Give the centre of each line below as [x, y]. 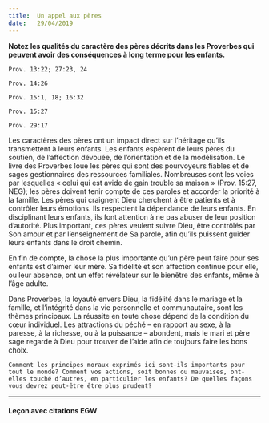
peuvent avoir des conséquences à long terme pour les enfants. [117, 54]
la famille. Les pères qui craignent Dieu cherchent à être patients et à [122, 199]
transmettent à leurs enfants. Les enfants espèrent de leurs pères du [121, 148]
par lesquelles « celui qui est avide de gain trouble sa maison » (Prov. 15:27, [133, 183]
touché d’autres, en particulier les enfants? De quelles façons [141, 379]
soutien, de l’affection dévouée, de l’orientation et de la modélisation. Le [127, 157]
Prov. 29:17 [28, 125]
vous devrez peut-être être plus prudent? [80, 385]
